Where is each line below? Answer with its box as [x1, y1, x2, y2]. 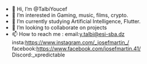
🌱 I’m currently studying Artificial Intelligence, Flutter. [11, 18, 141, 24]
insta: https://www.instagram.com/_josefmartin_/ [11, 39, 130, 46]
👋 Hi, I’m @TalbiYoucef [11, 6, 68, 12]
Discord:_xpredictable [11, 51, 66, 58]
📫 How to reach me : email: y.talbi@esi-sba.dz [11, 31, 125, 37]
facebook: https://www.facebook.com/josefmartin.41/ [11, 45, 141, 52]
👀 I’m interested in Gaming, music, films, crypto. [11, 12, 129, 19]
